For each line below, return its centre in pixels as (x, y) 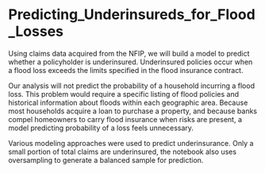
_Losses (36, 31)
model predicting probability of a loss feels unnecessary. (101, 128)
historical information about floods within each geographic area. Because (128, 102)
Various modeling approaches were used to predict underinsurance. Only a (131, 143)
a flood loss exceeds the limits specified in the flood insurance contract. (126, 70)
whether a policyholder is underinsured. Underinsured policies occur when (131, 62)
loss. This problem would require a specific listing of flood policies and (124, 94)
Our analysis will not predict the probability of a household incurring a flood (132, 86)
